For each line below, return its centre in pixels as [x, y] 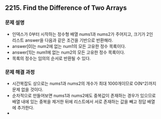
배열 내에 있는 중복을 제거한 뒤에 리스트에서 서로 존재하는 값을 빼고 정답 [79, 102]
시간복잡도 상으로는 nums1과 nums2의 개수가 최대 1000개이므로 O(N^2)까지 [84, 83]
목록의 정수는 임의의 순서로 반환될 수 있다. [51, 58]
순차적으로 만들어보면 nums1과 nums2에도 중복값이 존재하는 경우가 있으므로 [84, 95]
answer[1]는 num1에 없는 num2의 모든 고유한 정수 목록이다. [68, 52]
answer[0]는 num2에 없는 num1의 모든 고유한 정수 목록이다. [69, 46]
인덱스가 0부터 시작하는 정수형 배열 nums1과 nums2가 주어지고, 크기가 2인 [82, 34]
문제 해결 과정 [20, 72]
